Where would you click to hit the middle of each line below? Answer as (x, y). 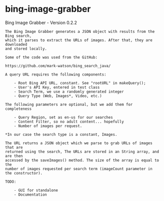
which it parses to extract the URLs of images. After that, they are (79, 40)
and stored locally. (26, 49)
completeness (18, 109)
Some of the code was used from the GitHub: (51, 57)
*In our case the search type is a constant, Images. (61, 134)
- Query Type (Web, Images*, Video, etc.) (58, 96)
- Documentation (31, 195)
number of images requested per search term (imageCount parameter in (79, 169)
